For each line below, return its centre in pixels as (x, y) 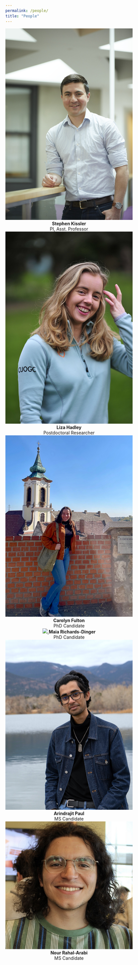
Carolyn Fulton (69, 620)
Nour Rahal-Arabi (69, 953)
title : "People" (22, 16)
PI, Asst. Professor (69, 229)
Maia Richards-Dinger (72, 631)
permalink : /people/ (27, 11)
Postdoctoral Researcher (69, 433)
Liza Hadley (69, 427)
